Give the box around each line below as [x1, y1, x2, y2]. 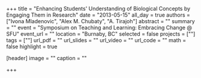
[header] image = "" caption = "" [6, 55, 87, 61]
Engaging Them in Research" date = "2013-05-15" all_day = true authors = [6, 11, 191, 18]
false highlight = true [6, 43, 58, 50]
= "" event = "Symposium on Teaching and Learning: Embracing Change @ [6, 24, 192, 31]
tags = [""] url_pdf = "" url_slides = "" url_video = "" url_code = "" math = [6, 37, 187, 43]
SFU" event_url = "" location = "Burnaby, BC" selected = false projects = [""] [6, 30, 196, 38]
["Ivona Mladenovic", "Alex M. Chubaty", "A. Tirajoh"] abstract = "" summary [6, 18, 195, 24]
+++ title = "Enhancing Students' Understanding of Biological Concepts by [6, 5, 191, 12]
